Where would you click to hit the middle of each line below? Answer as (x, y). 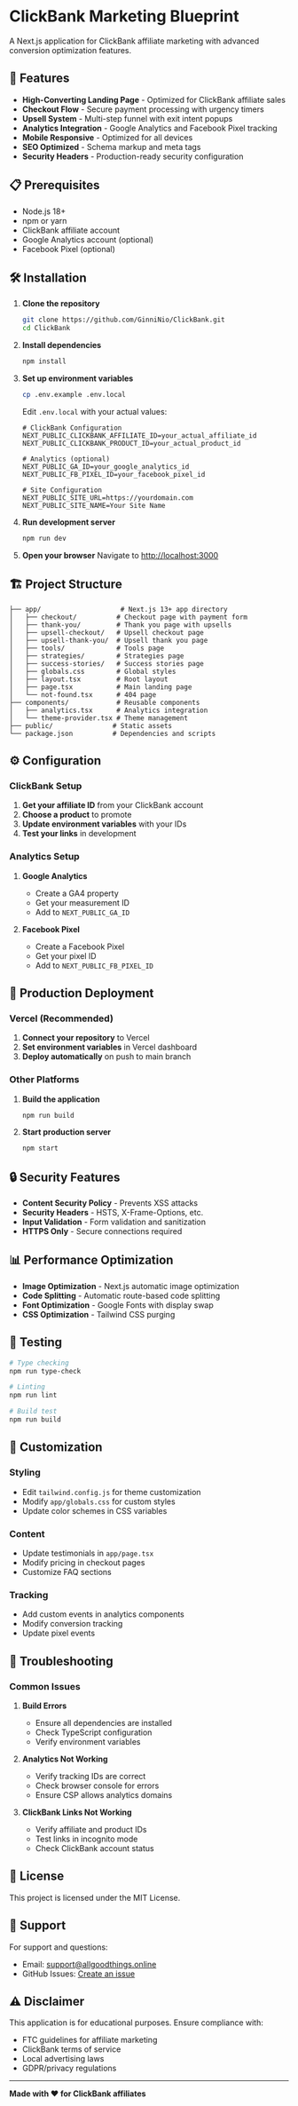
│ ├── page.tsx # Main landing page (101, 687)
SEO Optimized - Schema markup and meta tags (111, 146)
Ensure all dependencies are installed (104, 1722)
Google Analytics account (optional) (87, 239)
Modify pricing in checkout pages (83, 1562)
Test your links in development (79, 834)
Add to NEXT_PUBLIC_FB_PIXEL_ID (94, 965)
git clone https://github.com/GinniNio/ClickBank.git (123, 320)
